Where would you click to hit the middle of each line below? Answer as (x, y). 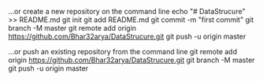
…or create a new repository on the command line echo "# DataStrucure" (127, 11)
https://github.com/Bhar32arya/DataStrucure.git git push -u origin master (127, 36)
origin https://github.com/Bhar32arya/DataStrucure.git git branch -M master (131, 60)
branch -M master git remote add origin (72, 28)
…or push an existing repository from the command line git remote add (123, 52)
